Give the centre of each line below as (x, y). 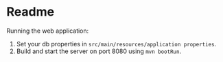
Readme (31, 12)
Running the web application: (48, 31)
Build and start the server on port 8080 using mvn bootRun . (99, 51)
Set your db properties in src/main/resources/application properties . (116, 44)
